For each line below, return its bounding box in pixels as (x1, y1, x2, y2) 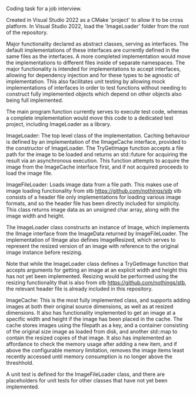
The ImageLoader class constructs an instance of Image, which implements (6, 224, 190, 230)
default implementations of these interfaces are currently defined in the (6, 47, 180, 54)
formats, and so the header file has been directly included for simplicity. (6, 200, 181, 207)
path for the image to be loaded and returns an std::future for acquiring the (6, 151, 188, 158)
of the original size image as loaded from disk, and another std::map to (6, 328, 178, 335)
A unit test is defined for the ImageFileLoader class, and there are (6, 371, 165, 378)
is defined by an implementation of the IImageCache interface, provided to (6, 138, 187, 145)
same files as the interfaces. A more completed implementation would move (6, 53, 191, 60)
